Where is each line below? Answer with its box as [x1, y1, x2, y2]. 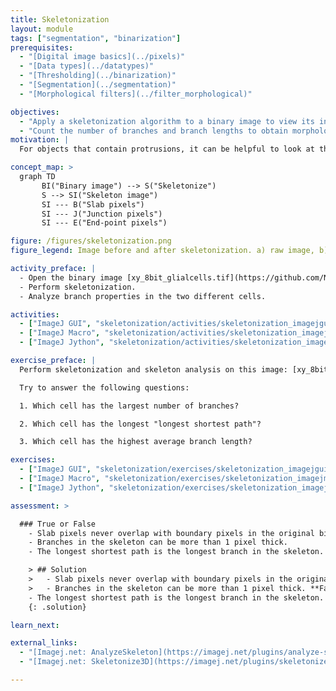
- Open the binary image [19, 272, 123, 283]
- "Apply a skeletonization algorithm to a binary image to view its [19, 116, 315, 126]
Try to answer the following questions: [19, 382, 190, 393]
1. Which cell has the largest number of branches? [19, 401, 240, 411]
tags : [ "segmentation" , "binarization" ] [10, 33, 182, 43]
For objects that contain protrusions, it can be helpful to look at [19, 144, 315, 155]
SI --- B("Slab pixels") [41, 199, 145, 210]
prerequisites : [10, 42, 74, 53]
